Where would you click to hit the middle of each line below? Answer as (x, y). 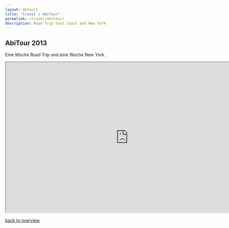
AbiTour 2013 (26, 43)
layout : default (22, 10)
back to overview (23, 221)
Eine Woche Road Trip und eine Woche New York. (56, 55)
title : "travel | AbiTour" (33, 14)
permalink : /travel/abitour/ (35, 19)
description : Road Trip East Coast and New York (56, 23)
